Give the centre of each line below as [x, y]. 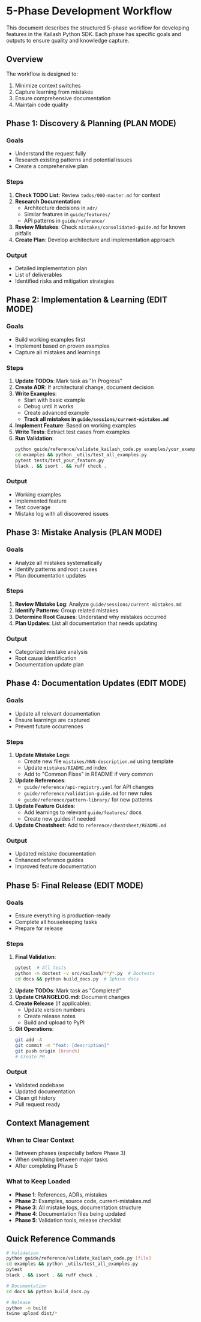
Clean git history [35, 1097]
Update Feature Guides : [45, 806]
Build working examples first [50, 339]
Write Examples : [36, 394]
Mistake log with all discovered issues [62, 513]
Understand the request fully [50, 154]
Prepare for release [39, 928]
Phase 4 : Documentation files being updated [70, 1213]
